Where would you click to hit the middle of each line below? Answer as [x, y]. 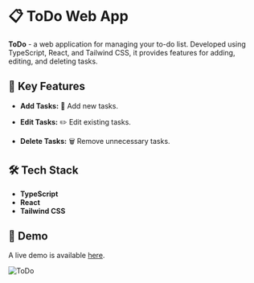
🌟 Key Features [47, 86]
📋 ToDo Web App [68, 16]
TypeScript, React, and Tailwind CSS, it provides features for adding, [122, 52]
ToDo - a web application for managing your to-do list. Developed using [127, 44]
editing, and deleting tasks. [53, 61]
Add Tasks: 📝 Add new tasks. [69, 105]
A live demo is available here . [57, 256]
